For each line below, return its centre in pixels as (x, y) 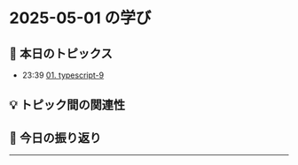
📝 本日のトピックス (61, 53)
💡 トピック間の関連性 (67, 105)
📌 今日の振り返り (55, 138)
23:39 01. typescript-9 (63, 75)
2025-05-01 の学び (80, 18)
